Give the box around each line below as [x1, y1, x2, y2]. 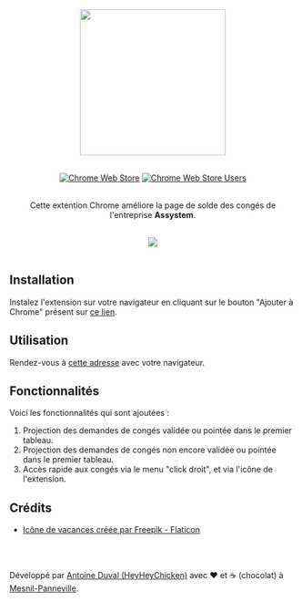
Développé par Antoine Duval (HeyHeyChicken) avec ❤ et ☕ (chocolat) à [9, 570, 284, 581]
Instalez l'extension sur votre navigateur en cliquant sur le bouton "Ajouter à [9, 296, 294, 307]
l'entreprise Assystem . [109, 210, 196, 220]
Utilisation [9, 333, 69, 348]
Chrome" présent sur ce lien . [9, 306, 117, 317]
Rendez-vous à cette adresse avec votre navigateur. [9, 357, 206, 368]
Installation [9, 273, 75, 288]
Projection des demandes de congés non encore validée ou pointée [22, 444, 277, 455]
